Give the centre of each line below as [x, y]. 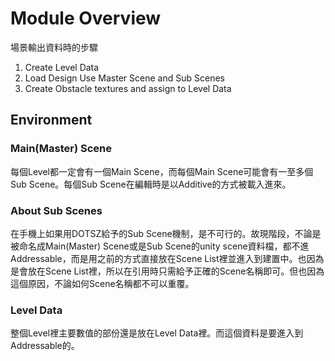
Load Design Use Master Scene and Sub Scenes [124, 78]
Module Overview [86, 18]
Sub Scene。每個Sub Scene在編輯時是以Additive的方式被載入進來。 [151, 184]
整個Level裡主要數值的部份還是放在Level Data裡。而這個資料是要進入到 [157, 333]
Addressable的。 [45, 346]
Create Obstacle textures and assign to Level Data [128, 88]
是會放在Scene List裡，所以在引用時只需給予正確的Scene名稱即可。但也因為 [167, 271]
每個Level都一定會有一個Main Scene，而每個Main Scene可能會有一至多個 [162, 171]
